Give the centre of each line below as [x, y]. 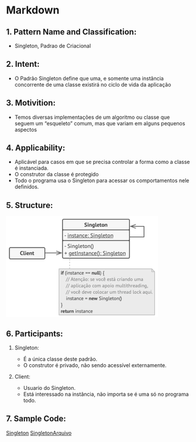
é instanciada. [31, 168]
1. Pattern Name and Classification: [71, 32]
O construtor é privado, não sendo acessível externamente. [95, 365]
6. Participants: [35, 333]
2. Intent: [23, 64]
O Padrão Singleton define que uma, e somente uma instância [89, 78]
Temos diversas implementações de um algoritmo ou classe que [92, 117]
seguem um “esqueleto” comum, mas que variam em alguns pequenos [100, 123]
